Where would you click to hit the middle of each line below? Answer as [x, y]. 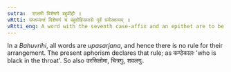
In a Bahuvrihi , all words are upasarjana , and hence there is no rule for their [115, 46]
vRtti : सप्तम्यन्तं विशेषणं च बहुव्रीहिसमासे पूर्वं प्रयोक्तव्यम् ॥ [68, 20]
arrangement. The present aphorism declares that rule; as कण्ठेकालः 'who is [112, 53]
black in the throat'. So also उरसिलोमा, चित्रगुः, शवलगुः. [76, 61]
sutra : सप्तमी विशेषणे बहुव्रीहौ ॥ [44, 13]
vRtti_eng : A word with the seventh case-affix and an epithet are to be [116, 26]
